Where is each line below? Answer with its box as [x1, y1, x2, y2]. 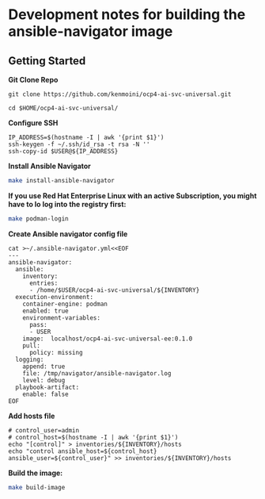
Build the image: [8, 468, 63, 478]
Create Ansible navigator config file [8, 228, 128, 239]
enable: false [22, 390, 69, 398]
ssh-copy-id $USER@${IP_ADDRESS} [8, 148, 119, 155]
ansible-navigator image [8, 22, 173, 40]
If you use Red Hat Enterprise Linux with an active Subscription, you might [8, 190, 257, 200]
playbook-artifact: [15, 383, 80, 391]
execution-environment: [15, 293, 93, 301]
